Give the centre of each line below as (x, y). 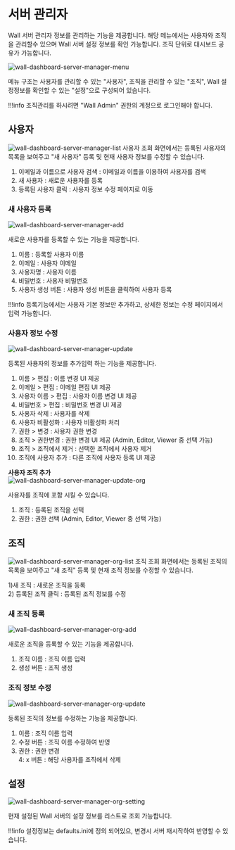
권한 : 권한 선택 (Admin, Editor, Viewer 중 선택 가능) (90, 519)
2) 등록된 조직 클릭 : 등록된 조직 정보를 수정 (67, 594)
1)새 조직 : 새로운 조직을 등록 (47, 585)
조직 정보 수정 (30, 688)
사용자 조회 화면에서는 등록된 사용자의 (174, 148)
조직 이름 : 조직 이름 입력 (52, 659)
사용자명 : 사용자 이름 (47, 272)
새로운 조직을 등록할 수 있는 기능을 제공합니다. (71, 644)
